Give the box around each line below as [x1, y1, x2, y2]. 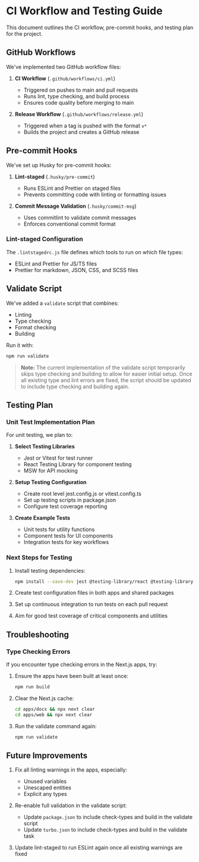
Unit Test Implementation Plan [6, 418, 95, 426]
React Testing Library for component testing [23, 461, 132, 468]
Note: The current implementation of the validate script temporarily [20, 364, 185, 371]
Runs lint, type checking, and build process [23, 92, 129, 99]
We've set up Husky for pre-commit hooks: [6, 161, 112, 168]
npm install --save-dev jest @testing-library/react [14, 579, 149, 585]
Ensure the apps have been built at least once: [14, 673, 129, 680]
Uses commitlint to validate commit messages [23, 214, 137, 221]
